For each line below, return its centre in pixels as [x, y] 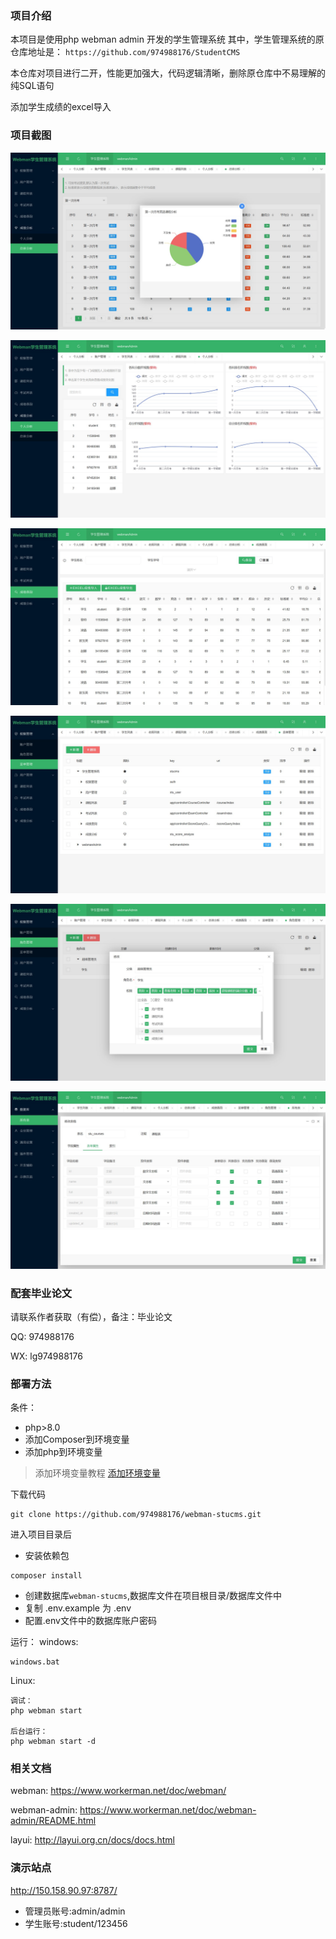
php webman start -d [53, 1742]
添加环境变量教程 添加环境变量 [97, 1473]
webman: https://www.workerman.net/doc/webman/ [118, 1791]
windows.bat [35, 1662]
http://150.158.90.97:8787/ [64, 1890]
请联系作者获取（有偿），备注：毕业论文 [91, 1316]
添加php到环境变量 [63, 1452]
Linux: [23, 1681]
